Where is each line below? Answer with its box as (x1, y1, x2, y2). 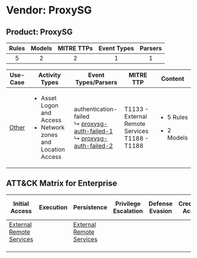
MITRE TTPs (57, 45, 93, 52)
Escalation (113, 206, 144, 215)
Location (40, 145, 66, 153)
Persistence (73, 203, 107, 211)
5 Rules (167, 113, 188, 121)
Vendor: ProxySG (6, 4, 92, 17)
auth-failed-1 (74, 127, 113, 135)
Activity (38, 71, 62, 79)
